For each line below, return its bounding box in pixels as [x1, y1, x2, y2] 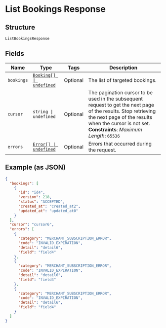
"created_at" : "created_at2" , [18, 204, 81, 209]
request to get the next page [88, 101, 155, 108]
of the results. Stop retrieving [88, 108, 156, 114]
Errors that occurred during [88, 140, 152, 147]
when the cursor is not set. [88, 120, 150, 127]
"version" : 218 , [18, 195, 52, 200]
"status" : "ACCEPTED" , [18, 199, 65, 204]
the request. [88, 146, 117, 153]
